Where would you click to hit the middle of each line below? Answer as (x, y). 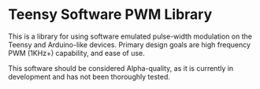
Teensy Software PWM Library (110, 15)
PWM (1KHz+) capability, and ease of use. (77, 53)
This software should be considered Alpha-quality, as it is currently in (121, 68)
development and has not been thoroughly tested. (89, 76)
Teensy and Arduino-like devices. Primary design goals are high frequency (129, 44)
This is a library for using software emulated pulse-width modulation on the (130, 36)
